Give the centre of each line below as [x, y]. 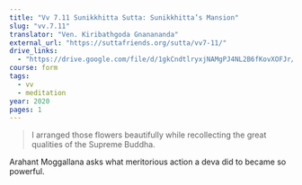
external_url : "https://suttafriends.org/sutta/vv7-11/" [118, 43]
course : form [34, 68]
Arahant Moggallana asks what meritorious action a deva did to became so [148, 162]
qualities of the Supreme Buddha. [93, 145]
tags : [19, 76]
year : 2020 [30, 101]
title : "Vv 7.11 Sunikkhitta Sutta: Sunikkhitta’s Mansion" [124, 18]
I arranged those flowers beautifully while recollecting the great [149, 135]
